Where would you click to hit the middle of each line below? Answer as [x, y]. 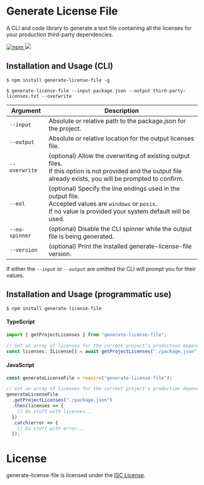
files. [55, 163]
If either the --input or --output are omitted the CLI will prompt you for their [101, 269]
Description [121, 111]
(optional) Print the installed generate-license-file [120, 246]
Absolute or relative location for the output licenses [121, 138]
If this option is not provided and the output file [115, 171]
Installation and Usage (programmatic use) [89, 294]
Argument [26, 111]
